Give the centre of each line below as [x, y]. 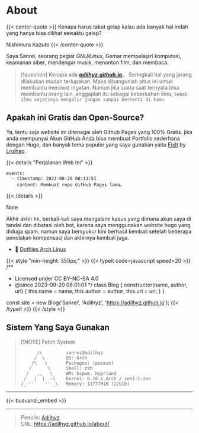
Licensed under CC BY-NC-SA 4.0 [57, 278]
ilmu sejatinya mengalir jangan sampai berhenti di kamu [92, 99]
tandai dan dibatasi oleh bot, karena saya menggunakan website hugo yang [98, 225]
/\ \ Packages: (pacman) [73, 363]
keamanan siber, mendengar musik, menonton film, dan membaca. [87, 62]
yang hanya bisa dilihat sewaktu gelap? [54, 33]
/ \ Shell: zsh [61, 368]
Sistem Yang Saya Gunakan [58, 328]
